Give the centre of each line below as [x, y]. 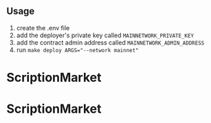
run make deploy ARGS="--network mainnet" [77, 49]
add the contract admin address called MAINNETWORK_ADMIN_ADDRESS [110, 42]
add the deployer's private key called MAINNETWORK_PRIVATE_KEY [105, 35]
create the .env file [43, 27]
